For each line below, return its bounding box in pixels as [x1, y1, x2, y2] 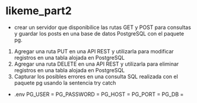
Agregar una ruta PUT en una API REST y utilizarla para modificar [14, 47, 174, 54]
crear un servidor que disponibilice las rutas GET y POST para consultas [14, 24, 191, 31]
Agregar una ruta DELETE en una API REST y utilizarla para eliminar [14, 60, 179, 67]
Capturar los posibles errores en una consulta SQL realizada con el [14, 73, 179, 80]
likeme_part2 [5, 4, 72, 18]
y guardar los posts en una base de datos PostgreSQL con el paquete [14, 30, 185, 37]
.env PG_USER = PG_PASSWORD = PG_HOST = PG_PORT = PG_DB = [14, 91, 184, 98]
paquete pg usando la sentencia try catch [14, 79, 116, 86]
